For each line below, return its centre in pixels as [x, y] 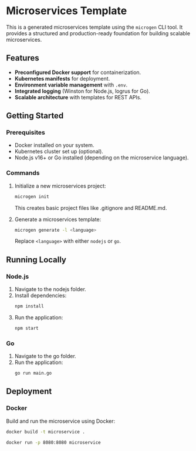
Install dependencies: [40, 296]
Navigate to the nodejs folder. [50, 289]
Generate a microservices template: [58, 219]
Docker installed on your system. [54, 145]
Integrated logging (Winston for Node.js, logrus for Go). [82, 91]
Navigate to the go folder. [45, 356]
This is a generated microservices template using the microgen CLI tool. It [94, 27]
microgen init [32, 196]
